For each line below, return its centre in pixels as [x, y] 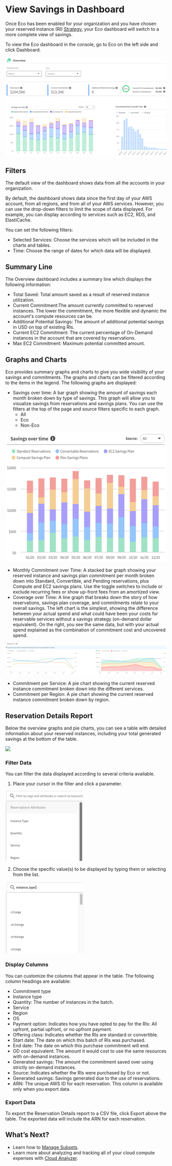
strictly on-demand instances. [44, 1067]
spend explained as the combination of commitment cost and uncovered [89, 630]
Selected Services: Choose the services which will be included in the [85, 240]
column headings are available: [38, 981]
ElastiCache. [18, 220]
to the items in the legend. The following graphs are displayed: [71, 383]
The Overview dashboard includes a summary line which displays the [79, 279]
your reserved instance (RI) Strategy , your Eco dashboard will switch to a [82, 29]
